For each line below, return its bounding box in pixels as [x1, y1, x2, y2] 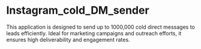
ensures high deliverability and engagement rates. [6, 36, 130, 43]
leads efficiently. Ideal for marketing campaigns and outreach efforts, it [6, 29, 182, 36]
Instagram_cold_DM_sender [6, 4, 149, 17]
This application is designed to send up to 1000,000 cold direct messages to [6, 23, 195, 30]
